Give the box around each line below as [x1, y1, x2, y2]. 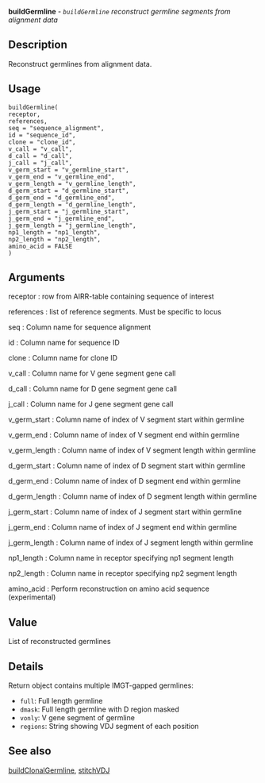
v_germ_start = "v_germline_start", [8, 166, 129, 174]
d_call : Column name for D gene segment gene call [8, 384, 177, 394]
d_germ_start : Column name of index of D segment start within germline [8, 461, 246, 471]
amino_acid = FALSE [8, 242, 73, 250]
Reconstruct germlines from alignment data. [8, 59, 152, 68]
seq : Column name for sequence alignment [8, 322, 152, 332]
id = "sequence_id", [8, 131, 77, 139]
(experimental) [8, 592, 56, 602]
